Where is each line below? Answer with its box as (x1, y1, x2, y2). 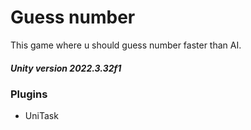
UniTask (24, 110, 59, 122)
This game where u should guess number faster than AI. (10, 39, 242, 51)
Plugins (10, 87, 48, 101)
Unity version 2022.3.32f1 (10, 62, 122, 74)
